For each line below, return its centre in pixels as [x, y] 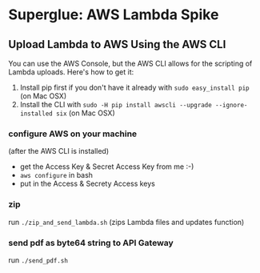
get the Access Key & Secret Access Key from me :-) [107, 167]
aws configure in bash [56, 175]
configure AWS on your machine [73, 134]
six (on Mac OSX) [86, 113]
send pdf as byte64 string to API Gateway [91, 243]
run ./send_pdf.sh [38, 260]
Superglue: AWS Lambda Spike [114, 15]
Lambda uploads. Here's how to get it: [71, 72]
